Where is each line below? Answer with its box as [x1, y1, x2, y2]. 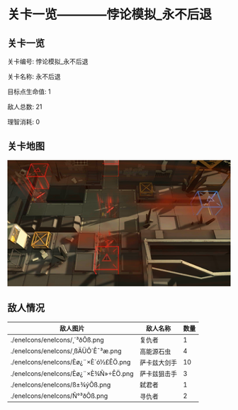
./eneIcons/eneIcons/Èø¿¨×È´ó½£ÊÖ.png [10, 358, 131, 367]
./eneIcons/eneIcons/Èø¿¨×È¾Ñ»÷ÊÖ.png [10, 369, 134, 377]
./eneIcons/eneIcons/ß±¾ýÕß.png [10, 380, 111, 389]
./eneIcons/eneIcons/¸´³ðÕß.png [10, 335, 104, 344]
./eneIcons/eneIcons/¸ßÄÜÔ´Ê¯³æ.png [10, 347, 122, 355]
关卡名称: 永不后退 [7, 72, 61, 80]
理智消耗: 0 [7, 118, 40, 126]
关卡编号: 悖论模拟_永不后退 [7, 58, 89, 65]
